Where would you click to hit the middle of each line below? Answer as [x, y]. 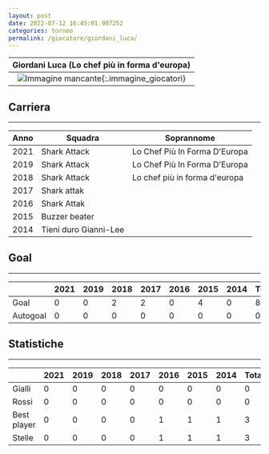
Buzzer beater [68, 217]
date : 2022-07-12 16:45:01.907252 [66, 23]
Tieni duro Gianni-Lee [83, 230]
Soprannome [190, 139]
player [24, 424]
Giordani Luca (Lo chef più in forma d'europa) [101, 65]
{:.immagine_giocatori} [144, 78]
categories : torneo [41, 30]
